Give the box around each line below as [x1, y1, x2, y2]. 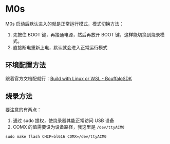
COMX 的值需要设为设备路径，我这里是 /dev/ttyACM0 [12, 124, 125, 130]
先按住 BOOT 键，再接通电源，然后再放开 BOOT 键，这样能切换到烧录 [12, 31, 160, 37]
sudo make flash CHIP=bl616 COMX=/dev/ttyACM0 [5, 134, 107, 139]
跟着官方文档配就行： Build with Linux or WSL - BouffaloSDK [5, 75, 132, 81]
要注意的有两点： [5, 106, 42, 113]
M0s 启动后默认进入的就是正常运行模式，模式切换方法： [5, 20, 124, 27]
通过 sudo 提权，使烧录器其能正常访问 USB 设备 [12, 117, 115, 124]
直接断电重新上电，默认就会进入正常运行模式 [12, 44, 108, 50]
